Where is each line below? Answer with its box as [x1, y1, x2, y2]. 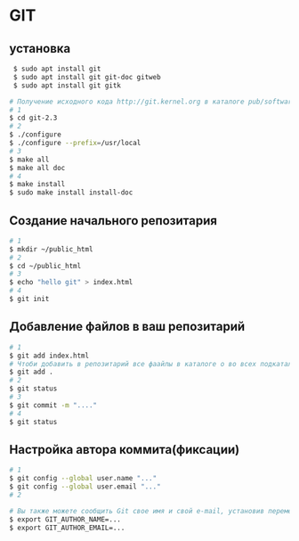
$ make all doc [9, 163, 66, 172]
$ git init [9, 295, 50, 304]
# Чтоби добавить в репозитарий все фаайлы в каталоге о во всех [9, 359, 256, 368]
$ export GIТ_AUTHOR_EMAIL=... [9, 523, 125, 532]
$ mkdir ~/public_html [9, 244, 93, 254]
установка [9, 41, 71, 56]
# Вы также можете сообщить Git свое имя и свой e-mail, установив [9, 506, 265, 515]
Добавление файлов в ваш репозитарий [9, 319, 246, 334]
